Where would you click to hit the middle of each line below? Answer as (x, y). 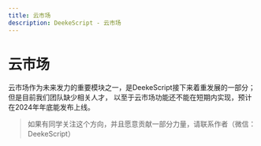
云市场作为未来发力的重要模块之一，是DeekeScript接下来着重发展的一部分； (132, 88)
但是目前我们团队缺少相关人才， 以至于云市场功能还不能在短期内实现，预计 (130, 97)
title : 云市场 (30, 15)
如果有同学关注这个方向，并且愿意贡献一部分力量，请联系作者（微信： (142, 124)
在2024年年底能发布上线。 (51, 107)
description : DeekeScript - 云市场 (65, 23)
